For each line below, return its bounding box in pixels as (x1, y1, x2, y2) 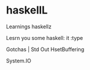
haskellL (6, 4, 48, 17)
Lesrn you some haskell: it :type (6, 34, 84, 41)
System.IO (6, 57, 31, 64)
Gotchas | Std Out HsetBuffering (6, 45, 84, 53)
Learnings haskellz (6, 23, 52, 30)
